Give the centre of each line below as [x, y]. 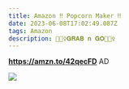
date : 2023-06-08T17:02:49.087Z [63, 23]
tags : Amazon [30, 31]
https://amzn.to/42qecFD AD [59, 61]
